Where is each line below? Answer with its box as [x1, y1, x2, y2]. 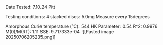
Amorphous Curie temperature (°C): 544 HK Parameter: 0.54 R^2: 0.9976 [5, 23, 158, 29]
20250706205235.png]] [5, 34, 56, 40]
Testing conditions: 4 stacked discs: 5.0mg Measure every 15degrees [5, 14, 150, 19]
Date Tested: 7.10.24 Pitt [5, 4, 56, 10]
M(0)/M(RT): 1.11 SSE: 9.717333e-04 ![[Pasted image [5, 29, 114, 34]
